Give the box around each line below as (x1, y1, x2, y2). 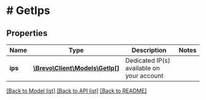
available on (125, 64, 161, 72)
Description (131, 46, 167, 54)
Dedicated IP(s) (125, 56, 170, 65)
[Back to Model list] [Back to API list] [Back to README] (6, 87, 147, 95)
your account (125, 71, 164, 80)
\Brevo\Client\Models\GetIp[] (32, 64, 120, 72)
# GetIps (6, 4, 51, 18)
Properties (6, 28, 48, 38)
